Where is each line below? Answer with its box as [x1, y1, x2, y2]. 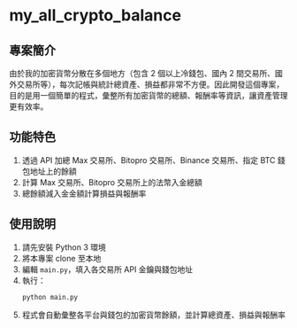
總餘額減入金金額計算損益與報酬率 [21, 188, 147, 199]
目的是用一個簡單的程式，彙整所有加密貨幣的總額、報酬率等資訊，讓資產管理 [9, 90, 288, 100]
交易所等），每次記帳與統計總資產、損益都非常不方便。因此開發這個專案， [16, 79, 285, 90]
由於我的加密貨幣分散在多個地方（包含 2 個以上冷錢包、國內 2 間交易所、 [9, 68, 276, 78]
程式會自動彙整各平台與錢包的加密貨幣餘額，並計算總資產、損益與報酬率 [21, 309, 286, 320]
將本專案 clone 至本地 [21, 253, 102, 263]
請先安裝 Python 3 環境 [21, 241, 106, 253]
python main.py [21, 293, 79, 301]
